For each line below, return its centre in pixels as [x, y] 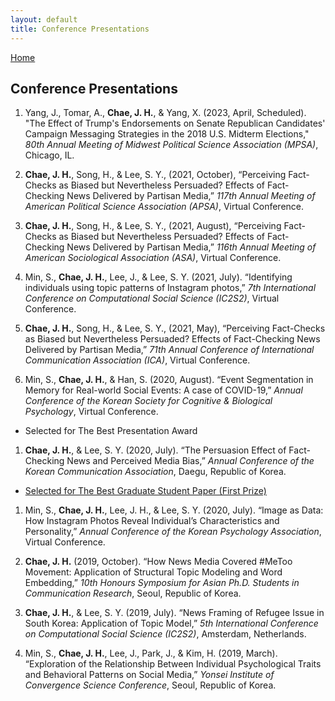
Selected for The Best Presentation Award [111, 431]
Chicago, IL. [49, 155]
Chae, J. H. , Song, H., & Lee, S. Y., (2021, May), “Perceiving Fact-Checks [175, 328]
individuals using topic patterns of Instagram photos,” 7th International [170, 288]
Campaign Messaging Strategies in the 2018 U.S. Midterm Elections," [167, 134]
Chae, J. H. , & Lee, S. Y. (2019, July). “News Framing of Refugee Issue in [174, 613]
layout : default [44, 19]
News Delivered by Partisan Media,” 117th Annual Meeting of [191, 196]
